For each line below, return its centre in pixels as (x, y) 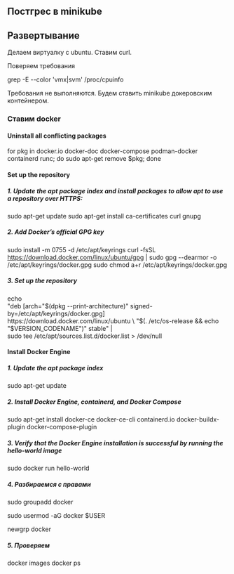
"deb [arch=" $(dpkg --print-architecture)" (68, 306)
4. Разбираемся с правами (49, 484)
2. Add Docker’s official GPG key (56, 232)
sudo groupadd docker (40, 502)
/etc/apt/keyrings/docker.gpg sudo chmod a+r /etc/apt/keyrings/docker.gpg (117, 265)
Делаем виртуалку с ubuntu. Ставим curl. (69, 53)
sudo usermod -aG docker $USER (56, 516)
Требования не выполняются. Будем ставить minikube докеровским (110, 93)
